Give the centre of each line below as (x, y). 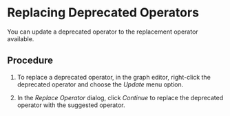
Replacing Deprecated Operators (103, 13)
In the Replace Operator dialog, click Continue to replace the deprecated (120, 97)
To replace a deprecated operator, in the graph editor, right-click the (114, 77)
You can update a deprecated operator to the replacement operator (103, 32)
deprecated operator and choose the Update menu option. (100, 84)
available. (21, 38)
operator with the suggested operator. (71, 105)
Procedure (30, 61)
